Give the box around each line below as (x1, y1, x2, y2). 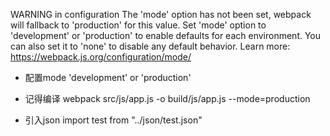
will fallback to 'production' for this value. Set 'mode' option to (10, 19, 267, 31)
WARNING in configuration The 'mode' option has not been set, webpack (10, 9, 312, 20)
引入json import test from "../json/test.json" (24, 114, 203, 126)
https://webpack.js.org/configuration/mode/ (10, 51, 192, 63)
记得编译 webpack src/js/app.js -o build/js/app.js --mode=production (24, 93, 311, 104)
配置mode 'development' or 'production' (24, 72, 192, 83)
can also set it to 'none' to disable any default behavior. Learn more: (10, 40, 291, 52)
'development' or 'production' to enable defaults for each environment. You (10, 30, 322, 41)
